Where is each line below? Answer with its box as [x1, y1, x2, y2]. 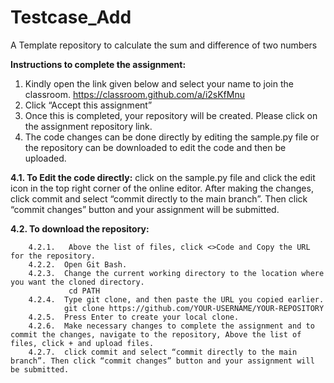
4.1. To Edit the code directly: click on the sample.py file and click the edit [10, 171, 316, 183]
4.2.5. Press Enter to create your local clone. [28, 312, 240, 322]
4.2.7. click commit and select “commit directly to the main [28, 347, 298, 357]
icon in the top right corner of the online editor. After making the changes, [10, 182, 314, 194]
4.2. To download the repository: [10, 222, 150, 235]
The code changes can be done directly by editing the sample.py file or [24, 131, 320, 143]
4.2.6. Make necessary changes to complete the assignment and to [28, 321, 315, 331]
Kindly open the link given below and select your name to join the [24, 77, 294, 90]
